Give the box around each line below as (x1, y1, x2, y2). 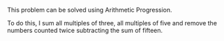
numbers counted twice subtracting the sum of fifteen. (7, 27, 163, 34)
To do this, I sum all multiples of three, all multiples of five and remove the (7, 19, 218, 27)
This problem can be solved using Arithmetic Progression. (7, 6, 173, 14)
